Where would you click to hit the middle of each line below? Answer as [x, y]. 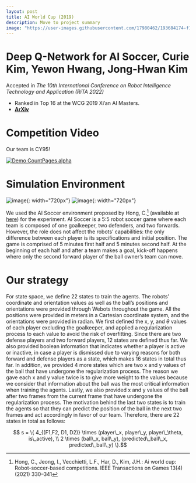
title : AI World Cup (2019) [40, 17]
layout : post [22, 11]
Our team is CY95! [28, 149]
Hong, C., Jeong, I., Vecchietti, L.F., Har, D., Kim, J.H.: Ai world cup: [95, 461]
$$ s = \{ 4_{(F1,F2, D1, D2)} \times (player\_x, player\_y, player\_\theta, [98, 432]
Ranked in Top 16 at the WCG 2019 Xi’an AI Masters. [77, 103]
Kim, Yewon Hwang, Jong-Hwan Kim [97, 69]
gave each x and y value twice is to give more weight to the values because [97, 377]
